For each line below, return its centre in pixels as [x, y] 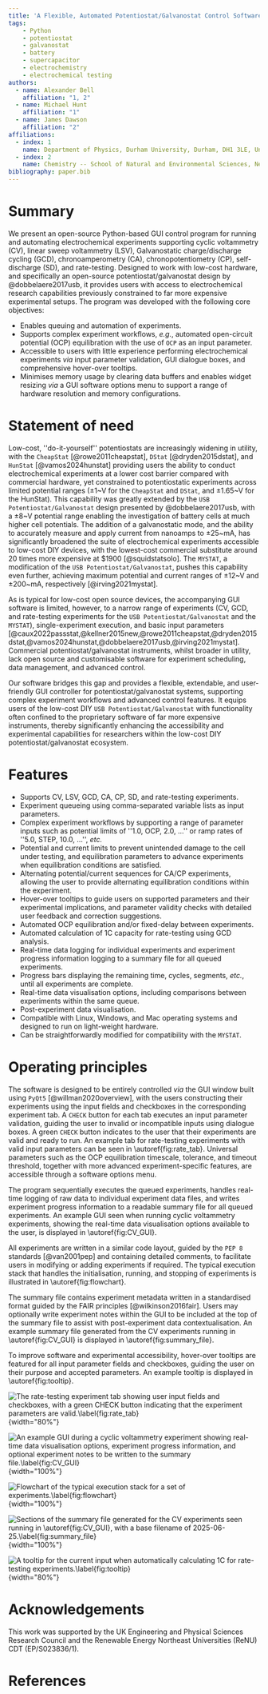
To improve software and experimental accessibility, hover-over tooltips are [132, 1355]
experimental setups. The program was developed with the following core [130, 302]
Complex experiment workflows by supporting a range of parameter [132, 822]
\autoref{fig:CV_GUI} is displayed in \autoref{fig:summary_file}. [111, 1340]
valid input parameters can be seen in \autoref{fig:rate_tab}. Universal [123, 1149]
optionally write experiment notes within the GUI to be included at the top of [133, 1314]
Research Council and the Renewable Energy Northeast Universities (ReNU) [133, 1640]
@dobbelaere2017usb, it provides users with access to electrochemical [126, 284]
